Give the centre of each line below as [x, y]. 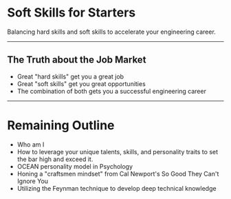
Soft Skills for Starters [71, 13]
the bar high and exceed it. [55, 159]
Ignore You [33, 181]
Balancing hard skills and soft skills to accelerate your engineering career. [112, 32]
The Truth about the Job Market [77, 60]
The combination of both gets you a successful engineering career [111, 91]
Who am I [31, 144]
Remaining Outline [61, 125]
